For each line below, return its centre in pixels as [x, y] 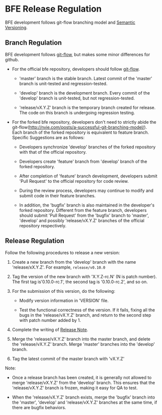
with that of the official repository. [53, 152]
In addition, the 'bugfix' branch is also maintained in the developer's [87, 205]
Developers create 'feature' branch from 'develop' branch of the [83, 161]
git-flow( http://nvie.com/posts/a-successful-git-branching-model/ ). [80, 127]
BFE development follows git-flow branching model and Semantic [70, 22]
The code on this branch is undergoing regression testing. [77, 112]
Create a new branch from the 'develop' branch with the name [74, 262]
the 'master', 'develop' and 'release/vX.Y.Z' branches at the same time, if [84, 402]
